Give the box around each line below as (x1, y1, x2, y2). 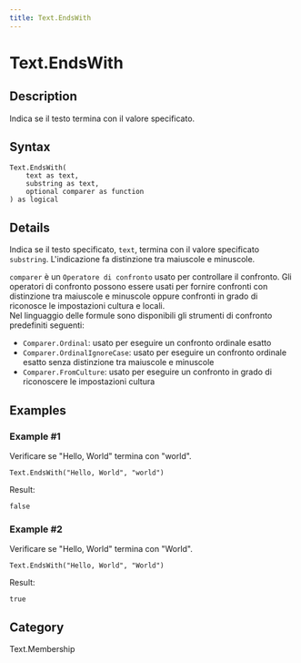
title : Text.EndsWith (9, 13, 92, 23)
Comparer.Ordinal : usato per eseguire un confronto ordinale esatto (22, 338, 272, 349)
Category (9, 619, 65, 635)
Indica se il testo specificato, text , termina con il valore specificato (9, 244, 260, 255)
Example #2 (9, 523, 64, 535)
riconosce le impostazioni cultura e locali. (9, 301, 166, 311)
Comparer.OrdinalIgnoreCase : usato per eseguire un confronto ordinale (22, 347, 287, 358)
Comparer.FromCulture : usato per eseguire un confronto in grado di (22, 366, 273, 378)
